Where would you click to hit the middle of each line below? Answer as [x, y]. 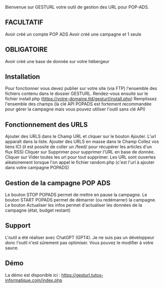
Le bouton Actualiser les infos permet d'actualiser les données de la [74, 205]
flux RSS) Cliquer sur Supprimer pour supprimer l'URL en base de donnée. [80, 152]
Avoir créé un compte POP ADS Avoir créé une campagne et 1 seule [73, 34]
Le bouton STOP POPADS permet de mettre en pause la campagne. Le [76, 195]
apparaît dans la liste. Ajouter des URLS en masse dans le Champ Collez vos [82, 142]
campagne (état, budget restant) [38, 210]
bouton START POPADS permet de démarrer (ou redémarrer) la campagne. [81, 200]
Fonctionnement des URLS [47, 124]
